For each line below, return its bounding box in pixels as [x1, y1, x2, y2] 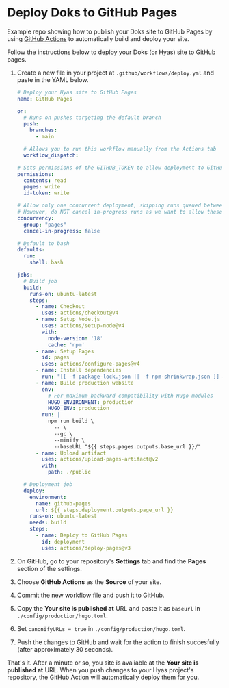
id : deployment [42, 538, 85, 545]
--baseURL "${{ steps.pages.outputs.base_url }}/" [53, 443, 202, 450]
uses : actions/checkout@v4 [42, 309, 119, 316]
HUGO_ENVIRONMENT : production [47, 398, 134, 405]
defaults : [16, 246, 46, 253]
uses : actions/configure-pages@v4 [42, 361, 140, 368]
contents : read [23, 177, 67, 184]
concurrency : [16, 214, 55, 222]
